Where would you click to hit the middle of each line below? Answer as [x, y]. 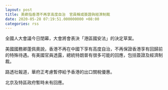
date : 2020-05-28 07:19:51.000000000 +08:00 [52, 19]
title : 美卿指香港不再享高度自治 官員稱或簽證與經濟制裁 [58, 14]
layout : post [19, 10]
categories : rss [22, 24]
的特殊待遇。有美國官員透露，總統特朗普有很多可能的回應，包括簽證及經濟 [82, 55]
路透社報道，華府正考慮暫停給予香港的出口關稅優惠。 [60, 72]
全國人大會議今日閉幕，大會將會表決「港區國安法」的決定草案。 [71, 38]
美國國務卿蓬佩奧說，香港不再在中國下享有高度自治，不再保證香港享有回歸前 [84, 49]
